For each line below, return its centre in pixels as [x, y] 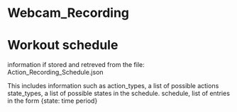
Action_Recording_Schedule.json [56, 73]
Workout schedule [63, 45]
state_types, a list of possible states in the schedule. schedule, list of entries [119, 94]
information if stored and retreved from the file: [76, 65]
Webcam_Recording [68, 13]
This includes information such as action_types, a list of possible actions [113, 86]
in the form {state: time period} [53, 101]
